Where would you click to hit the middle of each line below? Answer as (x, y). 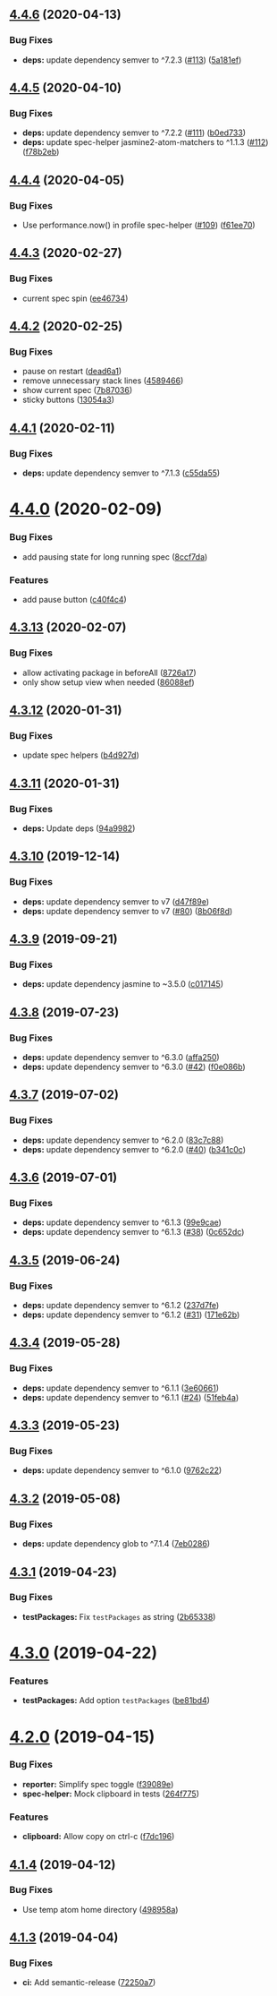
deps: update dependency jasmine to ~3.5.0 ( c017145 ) (123, 984)
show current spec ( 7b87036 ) (77, 390)
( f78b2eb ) (41, 152)
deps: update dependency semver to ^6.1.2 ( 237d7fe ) (121, 1306)
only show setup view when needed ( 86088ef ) (108, 682)
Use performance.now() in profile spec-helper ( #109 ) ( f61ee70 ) (139, 225)
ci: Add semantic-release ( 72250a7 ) (89, 1983)
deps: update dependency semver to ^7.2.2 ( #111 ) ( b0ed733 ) (134, 133)
